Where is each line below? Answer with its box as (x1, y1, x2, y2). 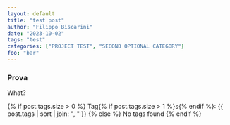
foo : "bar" (7, 50, 40, 57)
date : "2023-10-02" (7, 29, 65, 37)
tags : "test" (7, 37, 46, 44)
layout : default (7, 10, 55, 18)
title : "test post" (7, 17, 65, 24)
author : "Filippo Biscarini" (7, 23, 93, 30)
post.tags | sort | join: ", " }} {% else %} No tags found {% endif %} (7, 110, 202, 118)
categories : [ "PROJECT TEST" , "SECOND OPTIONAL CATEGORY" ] (7, 43, 185, 50)
